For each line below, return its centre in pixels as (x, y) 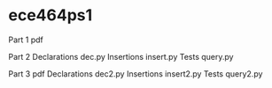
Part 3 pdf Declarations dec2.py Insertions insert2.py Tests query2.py (136, 73)
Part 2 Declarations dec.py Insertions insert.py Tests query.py (121, 56)
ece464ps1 (51, 15)
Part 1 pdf (26, 40)
